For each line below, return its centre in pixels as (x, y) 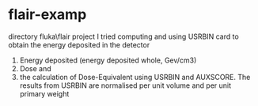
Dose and (35, 68)
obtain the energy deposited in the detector (79, 44)
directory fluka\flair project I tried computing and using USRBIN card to (123, 36)
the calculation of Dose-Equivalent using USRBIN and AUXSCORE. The (135, 77)
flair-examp (47, 15)
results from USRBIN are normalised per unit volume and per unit (125, 85)
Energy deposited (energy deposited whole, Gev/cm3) (108, 60)
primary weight (44, 93)
